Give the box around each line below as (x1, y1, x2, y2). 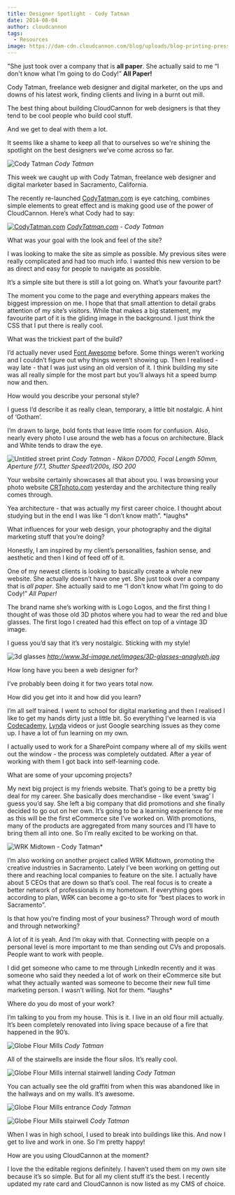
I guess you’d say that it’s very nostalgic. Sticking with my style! (7, 639, 191, 647)
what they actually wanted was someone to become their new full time (7, 979, 211, 987)
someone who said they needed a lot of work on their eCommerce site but (7, 971, 222, 980)
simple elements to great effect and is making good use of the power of (7, 201, 213, 210)
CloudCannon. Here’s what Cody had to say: (7, 209, 135, 217)
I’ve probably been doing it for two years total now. (7, 679, 154, 688)
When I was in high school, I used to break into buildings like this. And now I (7, 1131, 226, 1138)
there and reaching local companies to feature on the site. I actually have (7, 871, 218, 879)
